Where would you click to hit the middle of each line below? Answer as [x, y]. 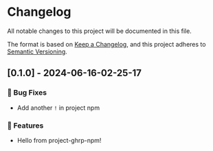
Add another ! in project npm [58, 108]
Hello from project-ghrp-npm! [59, 140]
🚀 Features [25, 126]
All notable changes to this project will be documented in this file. [100, 31]
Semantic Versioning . [37, 51]
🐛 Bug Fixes [27, 93]
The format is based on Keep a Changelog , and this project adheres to [106, 44]
